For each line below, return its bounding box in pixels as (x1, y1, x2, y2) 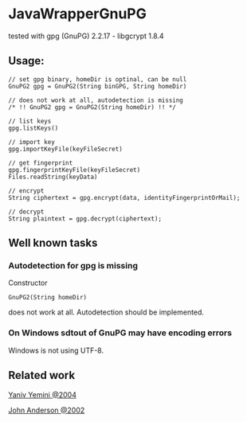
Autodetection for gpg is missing (8, 260, 138, 272)
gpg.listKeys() (8, 124, 59, 132)
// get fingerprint (8, 158, 73, 167)
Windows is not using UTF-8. (8, 346, 104, 355)
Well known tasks (8, 236, 98, 250)
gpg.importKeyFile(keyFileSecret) (8, 145, 123, 153)
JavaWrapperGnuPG (8, 5, 147, 23)
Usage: (8, 54, 45, 68)
